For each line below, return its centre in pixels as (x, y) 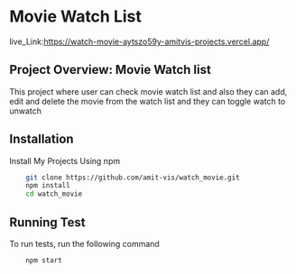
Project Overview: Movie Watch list (111, 70)
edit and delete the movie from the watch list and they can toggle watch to (148, 101)
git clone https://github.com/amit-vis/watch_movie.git (133, 178)
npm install (48, 186)
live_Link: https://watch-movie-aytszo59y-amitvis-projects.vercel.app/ (139, 41)
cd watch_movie (54, 194)
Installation (42, 139)
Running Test (47, 222)
